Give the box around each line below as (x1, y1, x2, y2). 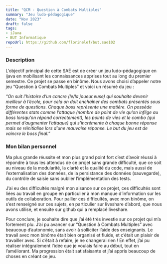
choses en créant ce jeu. (5, 253, 56, 259)
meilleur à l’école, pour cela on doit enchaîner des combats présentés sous (5, 98, 161, 105)
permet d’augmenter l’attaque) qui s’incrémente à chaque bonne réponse (5, 120, 157, 126)
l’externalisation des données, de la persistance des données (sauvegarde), (5, 170, 161, 176)
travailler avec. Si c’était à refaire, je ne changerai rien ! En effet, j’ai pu (5, 237, 150, 243)
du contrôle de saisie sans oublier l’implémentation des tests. (5, 175, 131, 181)
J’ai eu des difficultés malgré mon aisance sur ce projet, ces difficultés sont (5, 185, 161, 191)
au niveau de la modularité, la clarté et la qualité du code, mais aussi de (5, 165, 153, 171)
